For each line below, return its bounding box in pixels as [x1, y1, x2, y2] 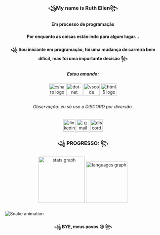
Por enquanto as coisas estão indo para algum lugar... [26, 34, 140, 39]
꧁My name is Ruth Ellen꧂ [48, 4, 118, 11]
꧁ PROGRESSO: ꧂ [57, 140, 109, 147]
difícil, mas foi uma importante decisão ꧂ [38, 55, 128, 61]
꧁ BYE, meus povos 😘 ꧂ [54, 224, 112, 230]
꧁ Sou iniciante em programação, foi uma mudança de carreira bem [10, 46, 156, 52]
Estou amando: [67, 71, 99, 77]
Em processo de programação [51, 21, 115, 27]
